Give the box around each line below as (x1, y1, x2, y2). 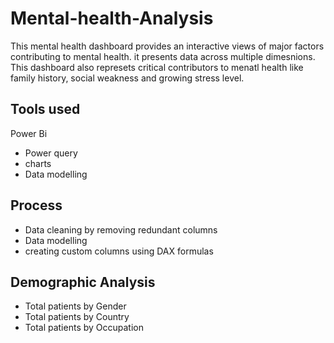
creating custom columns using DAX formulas (24, 245, 214, 257)
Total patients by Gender (24, 300, 127, 312)
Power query (24, 147, 78, 159)
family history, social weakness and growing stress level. (10, 72, 245, 84)
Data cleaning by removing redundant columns (24, 223, 218, 236)
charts (24, 157, 52, 169)
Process (10, 197, 63, 214)
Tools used (10, 101, 81, 118)
